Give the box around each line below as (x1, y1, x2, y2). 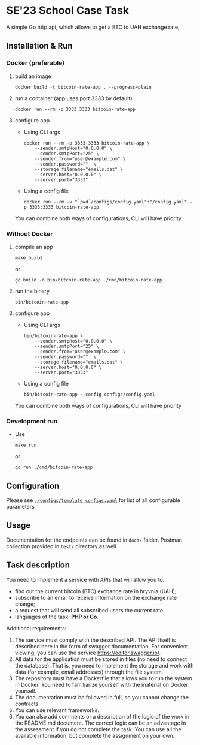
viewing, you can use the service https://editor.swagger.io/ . (14, 649, 161, 656)
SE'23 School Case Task (6, 4, 130, 17)
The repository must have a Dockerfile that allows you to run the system (14, 674, 192, 681)
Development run (6, 417, 58, 425)
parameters (6, 503, 35, 510)
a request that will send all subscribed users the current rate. (14, 606, 165, 614)
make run (14, 442, 37, 449)
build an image (14, 73, 52, 80)
